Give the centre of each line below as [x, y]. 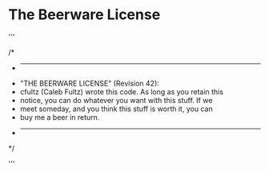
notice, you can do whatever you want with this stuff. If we [116, 100]
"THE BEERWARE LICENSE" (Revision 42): [90, 83]
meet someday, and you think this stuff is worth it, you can [116, 109]
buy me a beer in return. [60, 117]
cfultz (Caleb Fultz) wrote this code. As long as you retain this [122, 91]
